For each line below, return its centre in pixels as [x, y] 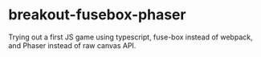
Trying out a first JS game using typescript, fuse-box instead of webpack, [130, 37]
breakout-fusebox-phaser [97, 15]
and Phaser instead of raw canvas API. [72, 45]
